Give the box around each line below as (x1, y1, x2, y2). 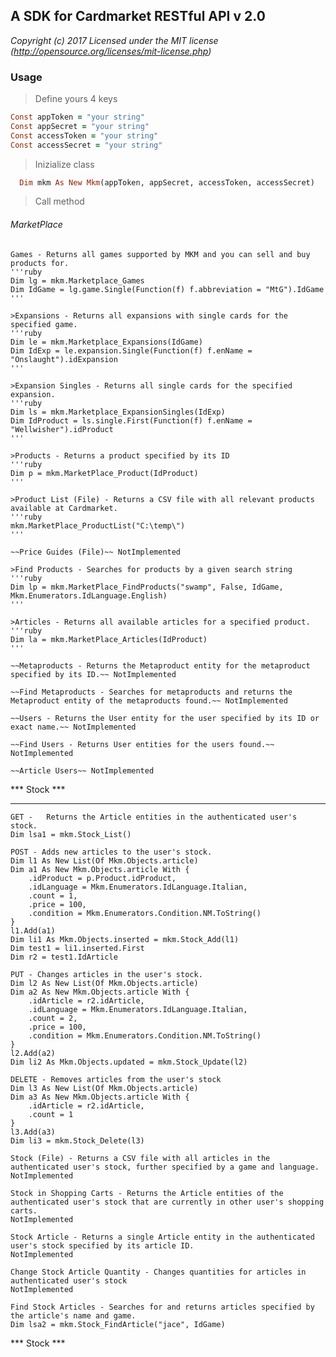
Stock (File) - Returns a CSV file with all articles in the (10, 1153, 271, 1163)
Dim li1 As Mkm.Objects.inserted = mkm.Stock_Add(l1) (10, 934, 240, 944)
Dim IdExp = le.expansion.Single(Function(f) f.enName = (10, 345, 253, 356)
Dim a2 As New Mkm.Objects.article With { (10, 987, 190, 997)
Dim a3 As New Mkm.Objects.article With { (10, 1092, 190, 1102)
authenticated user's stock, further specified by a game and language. (10, 1162, 320, 1172)
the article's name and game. (10, 1310, 137, 1321)
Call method (34, 195, 85, 208)
